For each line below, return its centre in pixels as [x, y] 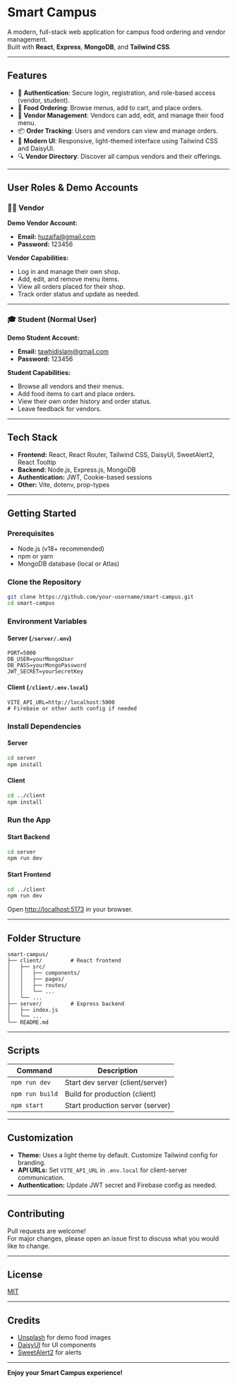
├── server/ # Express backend [66, 1004]
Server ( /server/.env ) [39, 638]
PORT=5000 [22, 653]
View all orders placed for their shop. [71, 287]
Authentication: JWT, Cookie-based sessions [85, 477]
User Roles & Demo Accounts [73, 188]
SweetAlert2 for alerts [49, 1352]
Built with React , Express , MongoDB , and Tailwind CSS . [89, 47]
